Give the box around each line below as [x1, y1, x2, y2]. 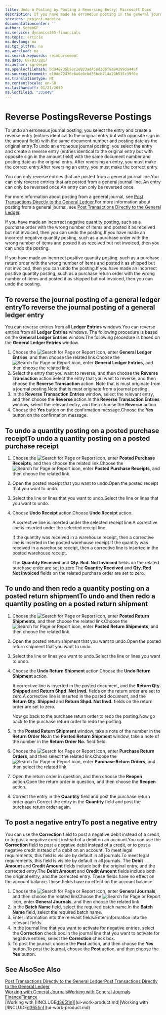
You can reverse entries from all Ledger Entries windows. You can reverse [5, 324, 156, 330]
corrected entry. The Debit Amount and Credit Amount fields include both [5, 868, 156, 874]
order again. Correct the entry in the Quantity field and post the [12, 798, 141, 805]
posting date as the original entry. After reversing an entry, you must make [5, 159, 157, 165]
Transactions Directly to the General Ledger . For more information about [5, 199, 151, 205]
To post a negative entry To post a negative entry [5, 818, 158, 827]
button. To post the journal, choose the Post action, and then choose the [12, 946, 159, 952]
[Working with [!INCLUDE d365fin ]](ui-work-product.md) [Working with [5, 999, 148, 1005]
